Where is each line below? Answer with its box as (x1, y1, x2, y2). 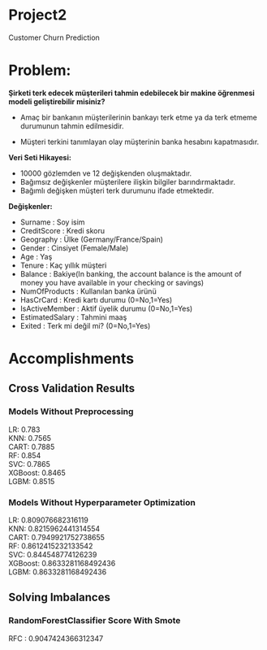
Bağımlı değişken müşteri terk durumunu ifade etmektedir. (19, 185, 214, 195)
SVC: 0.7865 (8, 459, 51, 469)
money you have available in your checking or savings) (19, 277, 205, 287)
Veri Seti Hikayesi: (8, 152, 71, 162)
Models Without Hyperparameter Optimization (8, 496, 196, 508)
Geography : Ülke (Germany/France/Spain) (19, 234, 164, 244)
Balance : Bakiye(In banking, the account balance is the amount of (19, 268, 242, 278)
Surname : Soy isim (19, 217, 85, 227)
